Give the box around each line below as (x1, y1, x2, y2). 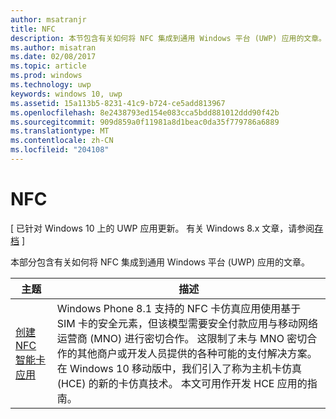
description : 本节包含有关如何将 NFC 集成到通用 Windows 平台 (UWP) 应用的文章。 (10, 33, 327, 43)
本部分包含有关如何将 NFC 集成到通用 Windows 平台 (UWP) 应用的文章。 (10, 256, 311, 268)
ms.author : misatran (10, 42, 97, 53)
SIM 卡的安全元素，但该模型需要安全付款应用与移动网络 (56, 316, 319, 330)
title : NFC (10, 24, 56, 34)
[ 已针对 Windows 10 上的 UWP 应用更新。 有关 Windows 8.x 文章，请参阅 (10, 222, 315, 234)
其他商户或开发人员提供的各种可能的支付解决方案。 (76, 346, 318, 360)
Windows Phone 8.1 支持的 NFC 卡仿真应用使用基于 (56, 301, 302, 315)
